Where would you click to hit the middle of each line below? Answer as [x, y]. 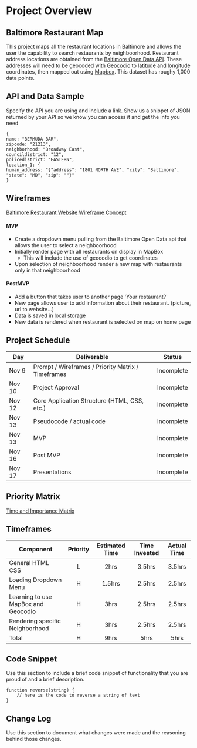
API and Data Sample [45, 96]
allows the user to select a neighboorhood [65, 245]
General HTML [29, 563]
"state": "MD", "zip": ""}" [40, 175]
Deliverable [92, 357]
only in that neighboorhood [47, 270]
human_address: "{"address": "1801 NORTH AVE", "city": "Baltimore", [93, 170]
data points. [21, 78]
